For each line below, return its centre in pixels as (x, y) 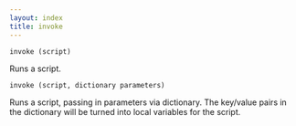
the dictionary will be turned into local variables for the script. (125, 111)
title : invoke (37, 26)
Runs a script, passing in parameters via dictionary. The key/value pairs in (148, 102)
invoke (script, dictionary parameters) (88, 85)
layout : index (37, 18)
